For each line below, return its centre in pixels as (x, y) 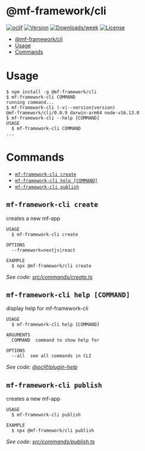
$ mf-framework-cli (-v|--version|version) (61, 108)
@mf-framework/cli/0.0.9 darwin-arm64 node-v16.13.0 (73, 113)
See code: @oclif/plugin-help (42, 367)
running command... (30, 102)
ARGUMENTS (18, 335)
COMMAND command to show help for (56, 340)
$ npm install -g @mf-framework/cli (51, 92)
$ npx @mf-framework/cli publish (53, 431)
